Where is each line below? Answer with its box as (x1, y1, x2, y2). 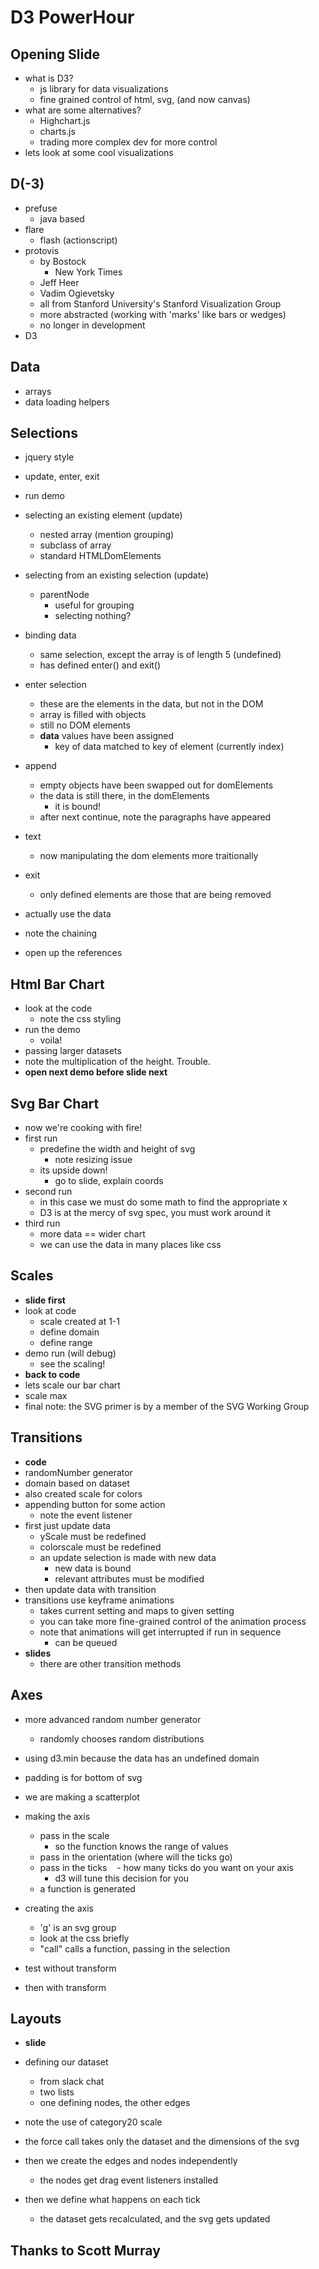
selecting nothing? (54, 610, 132, 622)
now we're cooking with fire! (24, 1122, 143, 1134)
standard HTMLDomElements (39, 550, 162, 562)
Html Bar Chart (10, 976, 105, 993)
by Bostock (39, 255, 87, 267)
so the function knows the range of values (54, 1840, 229, 1852)
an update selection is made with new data (39, 1551, 217, 1563)
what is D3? (24, 72, 74, 84)
